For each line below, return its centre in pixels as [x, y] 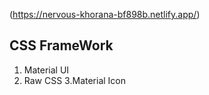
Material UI [46, 70]
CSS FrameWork [61, 45]
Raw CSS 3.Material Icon [75, 80]
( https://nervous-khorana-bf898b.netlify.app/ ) [105, 14]
